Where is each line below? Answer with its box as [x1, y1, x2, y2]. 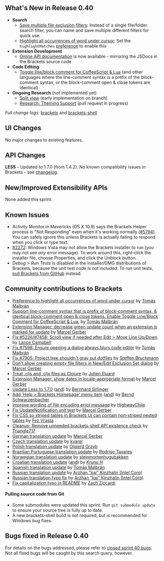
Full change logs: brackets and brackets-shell [5, 110, 97, 116]
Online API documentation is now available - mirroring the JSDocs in [19, 53, 158, 59]
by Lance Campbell [12, 339, 51, 345]
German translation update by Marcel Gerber [12, 433, 103, 439]
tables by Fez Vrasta [12, 417, 54, 423]
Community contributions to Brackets [5, 285, 122, 293]
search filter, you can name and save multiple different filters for [19, 27, 149, 33]
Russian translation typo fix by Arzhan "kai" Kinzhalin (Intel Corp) [12, 475, 144, 481]
